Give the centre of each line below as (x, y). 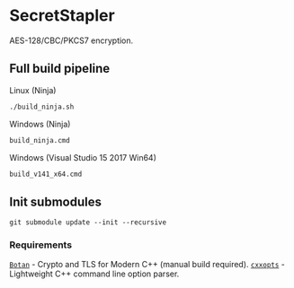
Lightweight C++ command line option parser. (94, 274)
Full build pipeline (60, 69)
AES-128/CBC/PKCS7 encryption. (71, 40)
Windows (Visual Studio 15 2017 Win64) (83, 157)
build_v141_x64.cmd (46, 174)
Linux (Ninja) (33, 90)
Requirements (41, 245)
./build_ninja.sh (42, 107)
